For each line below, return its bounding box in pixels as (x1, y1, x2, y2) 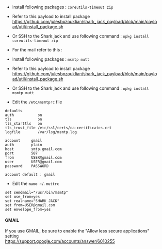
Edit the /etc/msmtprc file (12, 99, 62, 105)
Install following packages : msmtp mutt (12, 56, 90, 62)
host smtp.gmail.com (5, 147, 62, 151)
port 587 (5, 151, 38, 156)
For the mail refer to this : (12, 47, 63, 52)
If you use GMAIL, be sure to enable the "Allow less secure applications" (5, 228, 149, 234)
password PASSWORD (5, 164, 49, 168)
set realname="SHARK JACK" (5, 199, 60, 203)
